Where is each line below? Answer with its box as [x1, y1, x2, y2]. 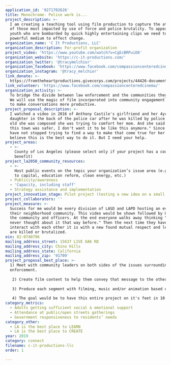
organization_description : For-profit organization [5, 45, 117, 50]
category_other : [5, 319, 40, 324]
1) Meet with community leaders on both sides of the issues [10, 263, 142, 268]
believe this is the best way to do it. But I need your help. [10, 135, 147, 140]
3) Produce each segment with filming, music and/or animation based [12, 286, 163, 291]
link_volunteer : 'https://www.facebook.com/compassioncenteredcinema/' [5, 83, 160, 88]
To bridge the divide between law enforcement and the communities [10, 93, 156, 98]
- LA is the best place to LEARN [10, 324, 81, 329]
